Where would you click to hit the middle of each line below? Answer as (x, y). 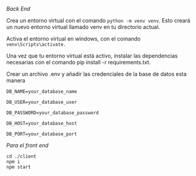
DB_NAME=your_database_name (42, 92)
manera (16, 80)
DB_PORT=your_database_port (42, 134)
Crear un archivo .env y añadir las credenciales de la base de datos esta (96, 74)
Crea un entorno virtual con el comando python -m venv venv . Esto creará (98, 20)
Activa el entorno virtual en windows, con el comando (73, 39)
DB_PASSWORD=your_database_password (52, 113)
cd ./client (21, 157)
